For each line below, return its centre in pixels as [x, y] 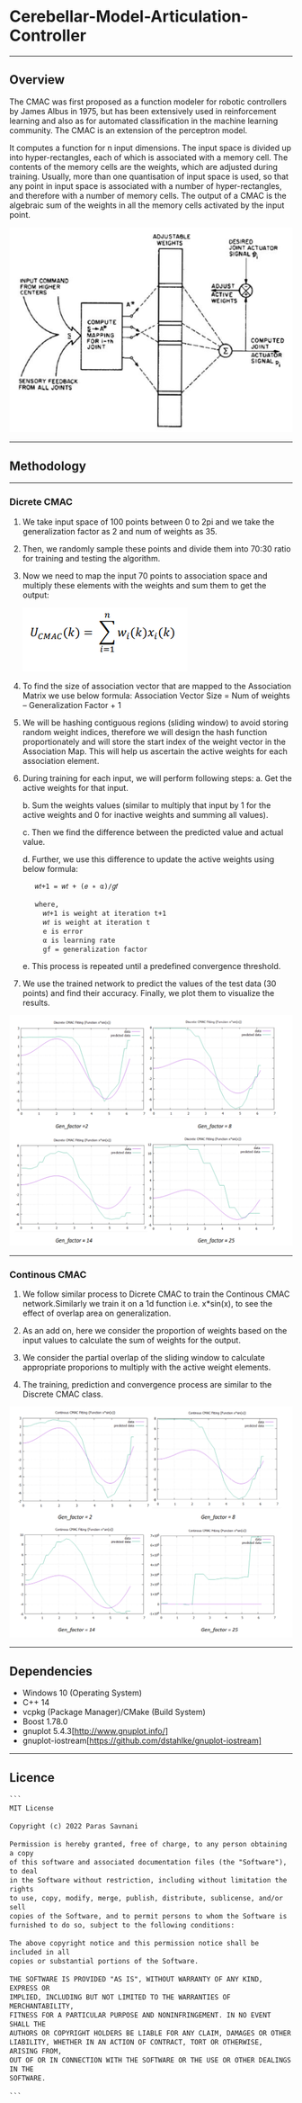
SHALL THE [28, 2024]
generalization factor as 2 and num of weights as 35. [120, 531]
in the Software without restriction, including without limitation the [148, 1880]
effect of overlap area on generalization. [97, 1313]
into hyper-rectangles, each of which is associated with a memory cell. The [149, 157]
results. [36, 1002]
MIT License [31, 1808]
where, [47, 904]
